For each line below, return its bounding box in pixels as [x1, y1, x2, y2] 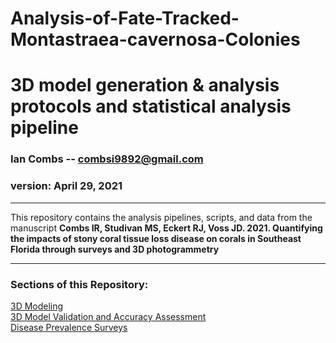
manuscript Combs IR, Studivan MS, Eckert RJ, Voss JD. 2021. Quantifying [10, 222, 323, 234]
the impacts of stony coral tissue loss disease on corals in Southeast [10, 232, 302, 244]
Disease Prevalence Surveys [10, 321, 128, 333]
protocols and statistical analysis [10, 95, 292, 118]
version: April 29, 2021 [10, 179, 123, 193]
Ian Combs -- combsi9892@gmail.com [10, 152, 204, 166]
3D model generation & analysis [10, 74, 280, 97]
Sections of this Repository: [10, 277, 149, 291]
